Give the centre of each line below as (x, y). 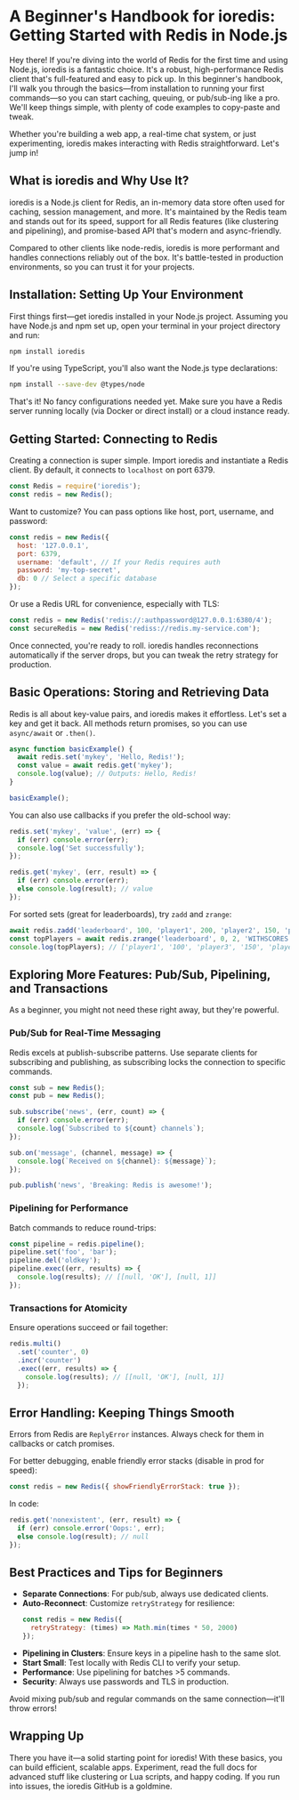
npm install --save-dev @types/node (77, 384)
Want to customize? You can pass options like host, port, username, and (141, 511)
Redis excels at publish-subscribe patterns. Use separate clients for (133, 1053)
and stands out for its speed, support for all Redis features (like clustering (144, 221)
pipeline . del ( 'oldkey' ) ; (55, 1261)
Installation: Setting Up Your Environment (126, 295)
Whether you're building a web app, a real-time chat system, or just (133, 133)
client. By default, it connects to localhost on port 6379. (112, 470)
